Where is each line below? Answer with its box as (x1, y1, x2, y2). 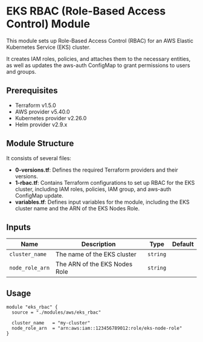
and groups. (6, 68, 36, 75)
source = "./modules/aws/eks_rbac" (11, 309, 101, 315)
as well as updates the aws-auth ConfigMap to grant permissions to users (6, 62, 190, 69)
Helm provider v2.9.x (14, 121, 68, 128)
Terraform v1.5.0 (14, 102, 56, 109)
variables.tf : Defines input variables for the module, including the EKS (14, 198, 190, 205)
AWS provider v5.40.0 (14, 108, 71, 115)
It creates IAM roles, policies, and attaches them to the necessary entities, (6, 55, 191, 62)
